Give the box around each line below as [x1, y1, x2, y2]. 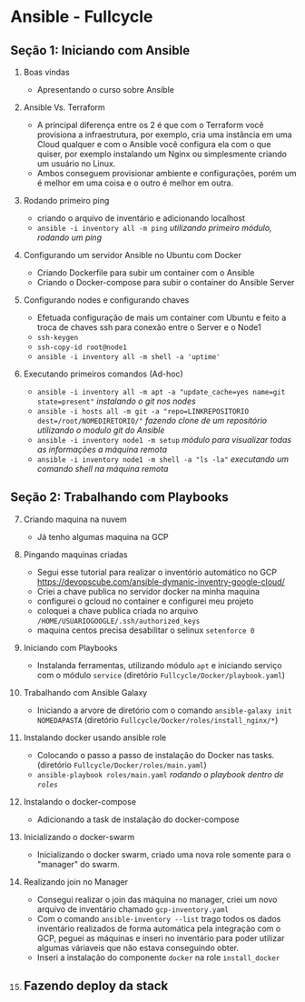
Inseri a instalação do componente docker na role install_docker [36, 952, 280, 963]
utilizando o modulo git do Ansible [36, 425, 165, 436]
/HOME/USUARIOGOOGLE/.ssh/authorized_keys [36, 616, 201, 626]
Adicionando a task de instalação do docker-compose [36, 814, 240, 825]
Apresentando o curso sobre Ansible [36, 85, 175, 95]
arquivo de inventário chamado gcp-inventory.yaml [36, 903, 230, 915]
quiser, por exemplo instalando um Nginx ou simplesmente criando [36, 148, 287, 159]
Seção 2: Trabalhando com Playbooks [10, 489, 230, 506]
